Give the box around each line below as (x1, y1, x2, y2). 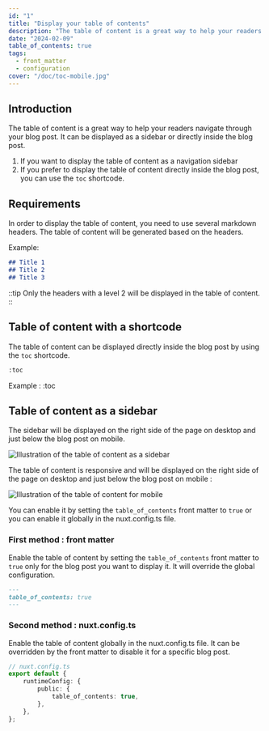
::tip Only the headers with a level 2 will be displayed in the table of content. (8, 288, 261, 298)
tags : (8, 49, 27, 57)
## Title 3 (8, 274, 45, 282)
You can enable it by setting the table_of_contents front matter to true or (8, 505, 253, 515)
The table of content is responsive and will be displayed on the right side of (8, 465, 259, 475)
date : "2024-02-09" (8, 34, 74, 43)
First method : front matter (8, 534, 115, 546)
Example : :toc (8, 380, 57, 390)
